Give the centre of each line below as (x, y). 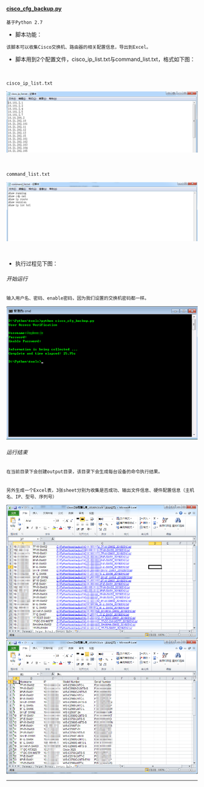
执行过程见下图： (36, 264)
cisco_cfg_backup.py (34, 9)
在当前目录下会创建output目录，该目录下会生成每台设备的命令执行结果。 (84, 472)
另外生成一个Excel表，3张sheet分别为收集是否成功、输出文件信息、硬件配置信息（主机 (100, 491)
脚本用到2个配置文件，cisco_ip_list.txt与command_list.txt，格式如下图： (105, 59)
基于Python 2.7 (25, 23)
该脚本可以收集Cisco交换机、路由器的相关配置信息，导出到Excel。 (79, 47)
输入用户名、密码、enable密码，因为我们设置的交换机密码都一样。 (78, 298)
